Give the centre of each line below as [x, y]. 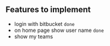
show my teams [34, 36]
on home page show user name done [59, 30]
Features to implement [48, 10]
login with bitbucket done [44, 24]
